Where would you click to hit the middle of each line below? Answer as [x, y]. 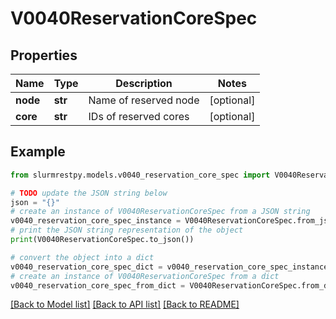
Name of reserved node [144, 100]
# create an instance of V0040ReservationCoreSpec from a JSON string [160, 212]
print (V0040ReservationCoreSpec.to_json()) [102, 240]
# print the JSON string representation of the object [127, 230]
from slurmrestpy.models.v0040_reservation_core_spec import [140, 175]
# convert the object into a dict [82, 257]
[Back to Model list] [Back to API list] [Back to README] [125, 304]
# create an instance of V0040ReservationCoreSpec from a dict [145, 276]
